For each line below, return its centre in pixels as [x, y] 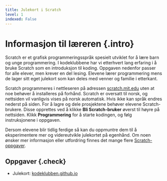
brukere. [14, 110]
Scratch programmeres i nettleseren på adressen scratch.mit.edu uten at [80, 88]
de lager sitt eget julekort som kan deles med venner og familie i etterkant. [82, 79]
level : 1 [14, 14]
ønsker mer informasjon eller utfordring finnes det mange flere [69, 141]
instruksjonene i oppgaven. [33, 120]
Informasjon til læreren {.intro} [70, 44]
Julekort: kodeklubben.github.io [45, 174]
